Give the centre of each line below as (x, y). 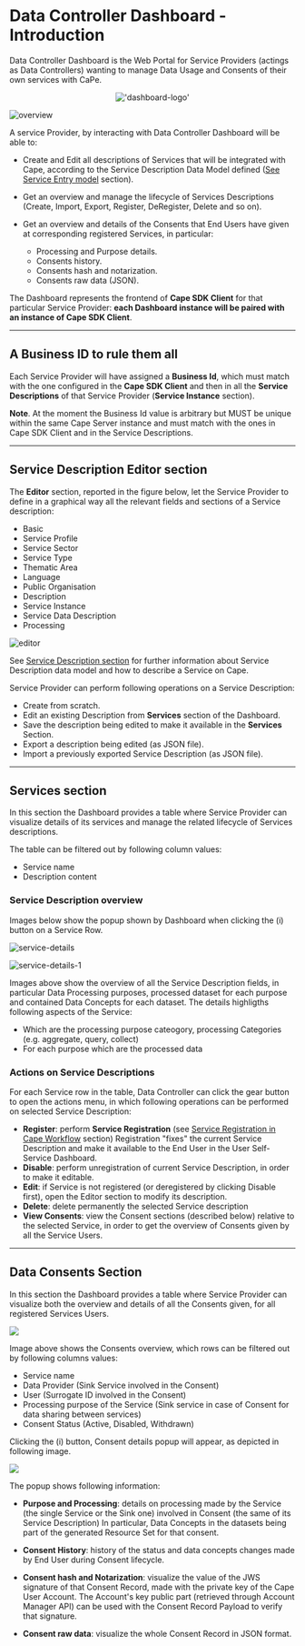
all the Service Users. (62, 1235)
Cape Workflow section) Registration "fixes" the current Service (142, 1139)
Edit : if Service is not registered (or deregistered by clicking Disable (149, 1187)
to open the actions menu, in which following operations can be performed (149, 1101)
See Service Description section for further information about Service (139, 660)
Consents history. (69, 261)
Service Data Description (69, 616)
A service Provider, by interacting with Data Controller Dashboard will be (145, 132)
